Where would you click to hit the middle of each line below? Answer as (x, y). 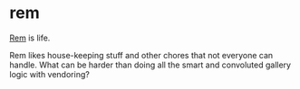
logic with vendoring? (50, 74)
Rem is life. (30, 38)
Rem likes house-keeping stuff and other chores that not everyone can (141, 55)
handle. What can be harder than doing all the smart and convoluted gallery (150, 65)
